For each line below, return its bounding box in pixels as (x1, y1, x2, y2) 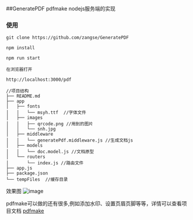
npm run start (6, 55, 41, 61)
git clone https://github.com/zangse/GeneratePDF (6, 35, 129, 41)
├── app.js (6, 166, 33, 171)
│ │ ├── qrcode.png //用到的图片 (6, 121, 93, 127)
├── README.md (6, 93, 41, 99)
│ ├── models (6, 143, 43, 149)
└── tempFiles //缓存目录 (6, 177, 68, 183)
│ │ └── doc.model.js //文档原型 (6, 149, 94, 155)
